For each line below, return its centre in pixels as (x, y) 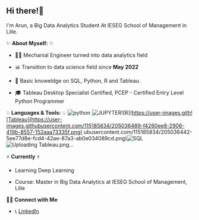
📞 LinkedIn (27, 211)
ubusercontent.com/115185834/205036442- (138, 132)
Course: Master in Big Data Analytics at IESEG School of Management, (101, 181)
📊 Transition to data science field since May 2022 (77, 67)
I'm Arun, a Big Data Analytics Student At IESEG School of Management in (97, 25)
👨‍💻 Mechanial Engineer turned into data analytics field (81, 55)
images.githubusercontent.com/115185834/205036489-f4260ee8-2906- (96, 125)
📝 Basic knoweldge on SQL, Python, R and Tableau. (78, 80)
